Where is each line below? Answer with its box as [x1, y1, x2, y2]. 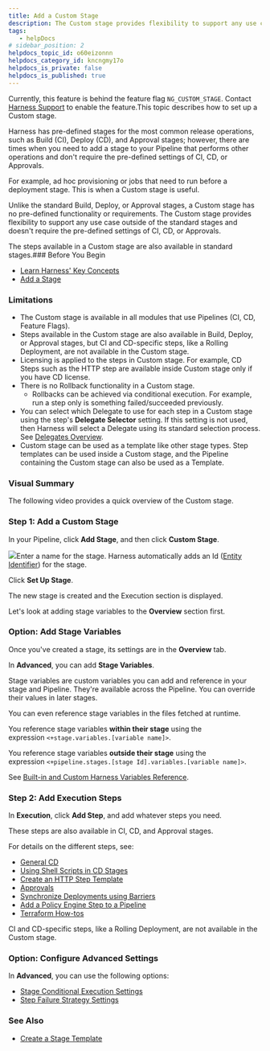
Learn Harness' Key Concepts [19, 265, 120, 275]
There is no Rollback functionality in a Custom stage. [19, 380, 195, 390]
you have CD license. [19, 372, 91, 382]
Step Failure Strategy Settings [19, 995, 119, 1005]
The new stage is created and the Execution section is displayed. [8, 590, 223, 600]
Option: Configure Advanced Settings [8, 953, 159, 964]
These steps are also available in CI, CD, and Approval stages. [8, 826, 214, 836]
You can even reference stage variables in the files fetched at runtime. [8, 708, 241, 718]
